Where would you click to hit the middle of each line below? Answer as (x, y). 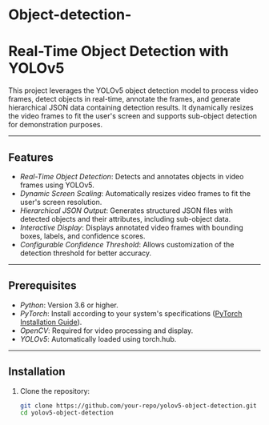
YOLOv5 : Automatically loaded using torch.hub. (98, 339)
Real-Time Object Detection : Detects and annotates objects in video (132, 176)
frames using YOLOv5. (57, 185)
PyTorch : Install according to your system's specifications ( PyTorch (131, 313)
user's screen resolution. (61, 202)
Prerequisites (42, 286)
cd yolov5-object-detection (66, 413)
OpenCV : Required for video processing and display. (106, 331)
